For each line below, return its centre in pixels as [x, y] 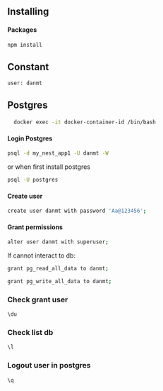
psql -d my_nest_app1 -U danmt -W [58, 153]
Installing [28, 12]
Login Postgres [30, 138]
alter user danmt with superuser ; [58, 242]
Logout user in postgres [49, 365]
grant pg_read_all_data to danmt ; [58, 269]
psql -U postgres [33, 180]
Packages [22, 29]
